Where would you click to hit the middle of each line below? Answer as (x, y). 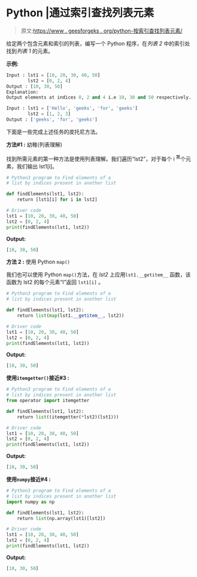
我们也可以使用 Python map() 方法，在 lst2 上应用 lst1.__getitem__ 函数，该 (99, 275)
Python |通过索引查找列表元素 (80, 13)
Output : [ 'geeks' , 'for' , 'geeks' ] (52, 120)
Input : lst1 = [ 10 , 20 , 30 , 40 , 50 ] (53, 75)
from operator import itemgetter (48, 401)
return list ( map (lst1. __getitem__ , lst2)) (71, 316)
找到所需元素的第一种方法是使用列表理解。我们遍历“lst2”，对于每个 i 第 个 (96, 158)
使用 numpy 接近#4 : (28, 480)
